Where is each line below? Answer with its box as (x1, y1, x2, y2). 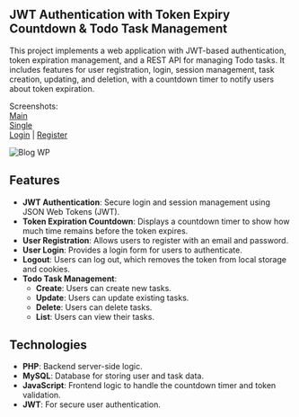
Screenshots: (9, 101, 58, 111)
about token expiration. (9, 83, 95, 93)
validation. (22, 390, 61, 401)
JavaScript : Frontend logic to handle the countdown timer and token (22, 380, 277, 391)
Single (9, 120, 33, 130)
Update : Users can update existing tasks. (35, 292, 189, 303)
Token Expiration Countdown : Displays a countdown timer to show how (22, 216, 290, 226)
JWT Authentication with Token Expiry (9, 7, 231, 22)
